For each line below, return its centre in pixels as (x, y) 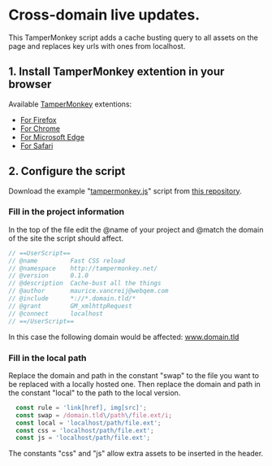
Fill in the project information (67, 211)
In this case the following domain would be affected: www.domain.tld (124, 337)
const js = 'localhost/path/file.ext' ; (83, 438)
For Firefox (38, 120)
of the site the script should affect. (66, 238)
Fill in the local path (47, 358)
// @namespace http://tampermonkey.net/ (83, 268)
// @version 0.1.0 (49, 276)
